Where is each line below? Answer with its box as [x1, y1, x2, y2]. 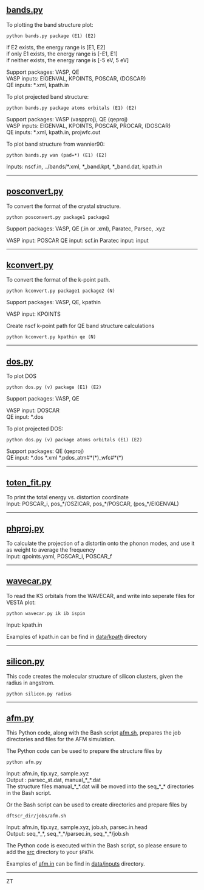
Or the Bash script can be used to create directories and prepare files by [6, 801, 188, 808]
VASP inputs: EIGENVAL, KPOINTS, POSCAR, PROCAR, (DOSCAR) [6, 122, 171, 129]
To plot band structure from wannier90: [6, 140, 105, 148]
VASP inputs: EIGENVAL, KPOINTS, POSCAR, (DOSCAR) [6, 74, 146, 82]
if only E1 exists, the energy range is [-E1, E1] [6, 50, 118, 57]
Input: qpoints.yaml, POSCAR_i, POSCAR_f [6, 552, 112, 560]
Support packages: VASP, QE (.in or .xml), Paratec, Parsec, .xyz [6, 225, 165, 232]
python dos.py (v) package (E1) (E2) [6, 384, 102, 391]
